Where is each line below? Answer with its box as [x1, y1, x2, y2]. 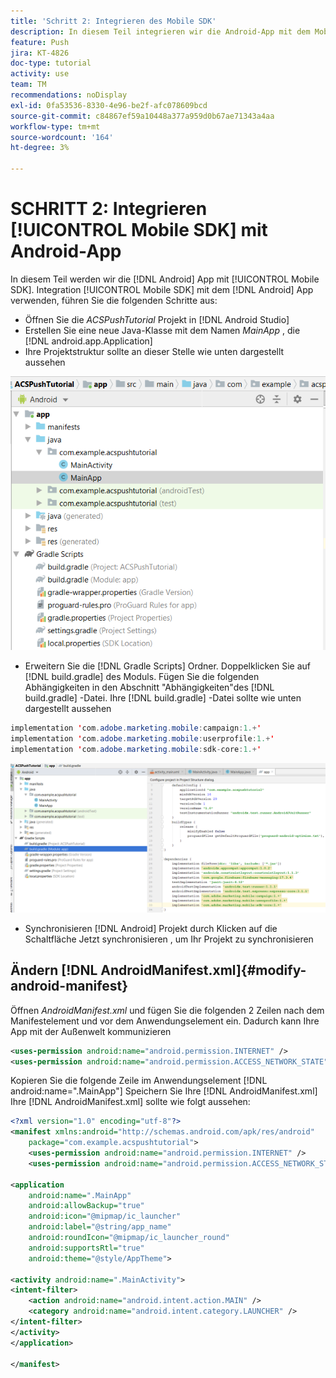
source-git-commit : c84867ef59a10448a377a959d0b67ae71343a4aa [10, 111, 275, 121]
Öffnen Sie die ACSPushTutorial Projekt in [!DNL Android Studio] [24, 313, 290, 325]
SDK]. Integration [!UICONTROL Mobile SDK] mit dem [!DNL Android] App [10, 283, 314, 295]
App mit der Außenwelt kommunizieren [10, 1025, 172, 1037]
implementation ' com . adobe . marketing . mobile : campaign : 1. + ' [10, 723, 262, 733]
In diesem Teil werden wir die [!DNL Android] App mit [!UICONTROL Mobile [10, 273, 320, 285]
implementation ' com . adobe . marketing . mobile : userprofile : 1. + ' [10, 733, 275, 744]
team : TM [10, 80, 47, 90]
